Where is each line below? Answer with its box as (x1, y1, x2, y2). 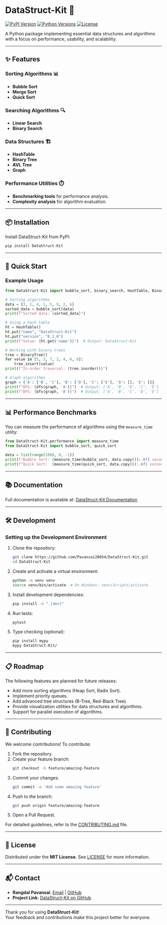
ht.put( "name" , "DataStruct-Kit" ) (5, 329, 77, 334)
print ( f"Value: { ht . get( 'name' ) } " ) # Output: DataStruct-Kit (5, 338, 137, 343)
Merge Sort (12, 89, 36, 95)
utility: (5, 429, 18, 435)
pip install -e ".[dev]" (12, 601, 64, 606)
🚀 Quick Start (5, 262, 47, 271)
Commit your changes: (12, 774, 59, 780)
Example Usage (5, 277, 44, 284)
